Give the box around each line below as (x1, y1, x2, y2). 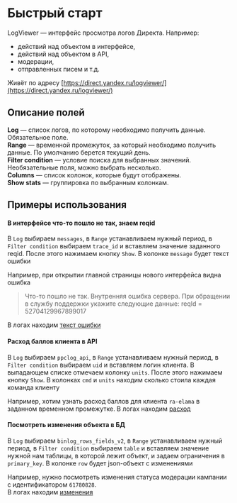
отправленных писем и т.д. (17, 65, 100, 73)
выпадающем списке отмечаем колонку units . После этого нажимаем (7, 367, 223, 377)
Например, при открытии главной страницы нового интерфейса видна (7, 271, 221, 280)
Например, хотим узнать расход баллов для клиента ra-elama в (7, 397, 200, 405)
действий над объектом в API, (17, 50, 110, 58)
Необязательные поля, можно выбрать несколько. (7, 163, 161, 172)
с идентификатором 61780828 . (7, 480, 97, 489)
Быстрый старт (7, 5, 103, 21)
